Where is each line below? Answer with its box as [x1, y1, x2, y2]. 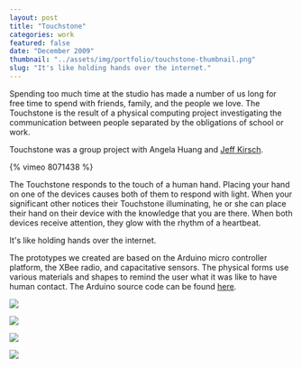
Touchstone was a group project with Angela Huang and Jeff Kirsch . [9, 143, 264, 154]
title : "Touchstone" [9, 22, 87, 31]
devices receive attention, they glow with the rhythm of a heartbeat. [9, 217, 261, 228]
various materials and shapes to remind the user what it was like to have [9, 271, 278, 282]
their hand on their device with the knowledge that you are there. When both [9, 207, 293, 218]
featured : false [9, 38, 70, 48]
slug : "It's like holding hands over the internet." [9, 64, 212, 73]
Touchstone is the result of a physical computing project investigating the [9, 107, 282, 118]
